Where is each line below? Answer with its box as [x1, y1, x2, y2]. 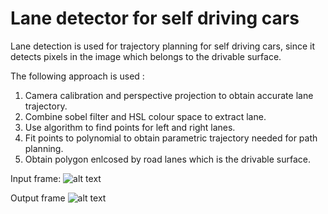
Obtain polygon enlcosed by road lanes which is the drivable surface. [24, 153, 312, 165]
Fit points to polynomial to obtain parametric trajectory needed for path [24, 132, 318, 144]
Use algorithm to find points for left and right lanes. [24, 121, 236, 133]
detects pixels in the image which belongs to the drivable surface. [10, 50, 282, 62]
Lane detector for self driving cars [10, 7, 300, 30]
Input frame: [10, 172, 62, 184]
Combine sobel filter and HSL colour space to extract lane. [24, 110, 267, 122]
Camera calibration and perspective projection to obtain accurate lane [24, 89, 314, 101]
